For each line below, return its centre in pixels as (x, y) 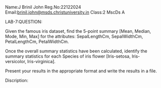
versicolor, (16, 61)
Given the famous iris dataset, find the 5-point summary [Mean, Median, (78, 31)
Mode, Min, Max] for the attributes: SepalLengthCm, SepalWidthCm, (74, 36)
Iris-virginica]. (41, 61)
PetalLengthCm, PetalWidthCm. (37, 42)
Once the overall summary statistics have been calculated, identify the (76, 51)
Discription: (17, 80)
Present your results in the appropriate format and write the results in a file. (81, 71)
